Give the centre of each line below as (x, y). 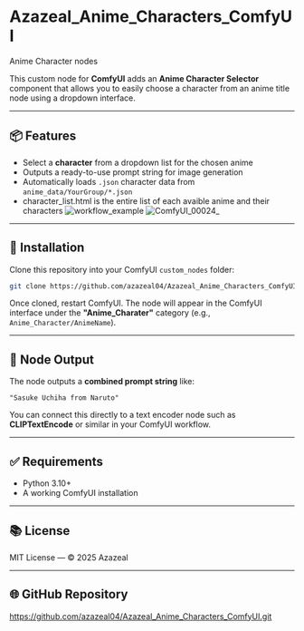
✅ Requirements (57, 461)
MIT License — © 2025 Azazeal (69, 557)
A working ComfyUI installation (80, 493)
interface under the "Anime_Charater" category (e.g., (110, 313)
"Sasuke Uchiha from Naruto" (64, 398)
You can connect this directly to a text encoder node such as (123, 415)
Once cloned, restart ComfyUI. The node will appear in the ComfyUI (136, 303)
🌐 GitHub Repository (69, 594)
